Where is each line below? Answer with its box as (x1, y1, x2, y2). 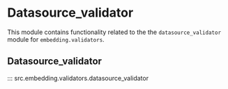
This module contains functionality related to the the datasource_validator (7, 28, 222, 36)
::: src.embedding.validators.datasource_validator (7, 74, 149, 82)
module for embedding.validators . (7, 35, 105, 43)
